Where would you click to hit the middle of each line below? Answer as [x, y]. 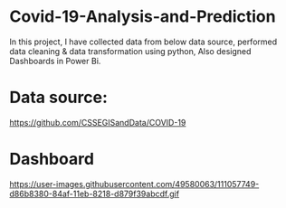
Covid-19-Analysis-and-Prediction [143, 17]
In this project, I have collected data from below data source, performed [143, 42]
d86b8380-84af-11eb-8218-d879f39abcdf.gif [94, 194]
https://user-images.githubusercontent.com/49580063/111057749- [134, 184]
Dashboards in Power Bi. [55, 61]
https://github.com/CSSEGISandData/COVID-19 [98, 122]
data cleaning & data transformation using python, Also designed [130, 51]
